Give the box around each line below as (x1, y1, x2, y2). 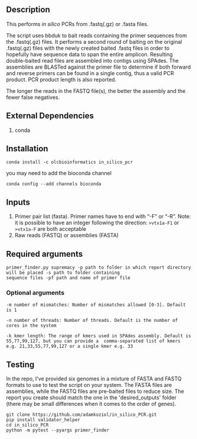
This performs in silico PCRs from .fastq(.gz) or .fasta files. (6, 20, 149, 27)
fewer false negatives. (6, 93, 60, 101)
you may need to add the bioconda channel (6, 170, 112, 177)
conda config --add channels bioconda (6, 181, 101, 187)
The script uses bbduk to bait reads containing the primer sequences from (6, 32, 187, 39)
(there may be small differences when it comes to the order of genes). (6, 401, 176, 408)
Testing (6, 359, 35, 369)
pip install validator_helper (6, 417, 81, 423)
